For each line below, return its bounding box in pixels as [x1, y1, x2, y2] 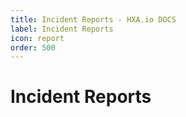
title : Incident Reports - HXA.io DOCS [10, 14, 177, 25]
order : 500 [10, 42, 56, 53]
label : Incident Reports [10, 24, 114, 34]
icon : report [10, 33, 65, 43]
